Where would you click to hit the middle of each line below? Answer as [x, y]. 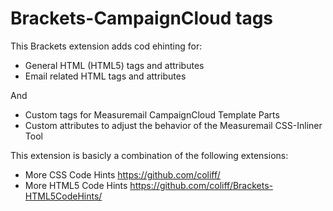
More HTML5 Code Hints [76, 185]
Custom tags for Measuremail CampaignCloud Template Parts [152, 114]
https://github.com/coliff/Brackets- [201, 185]
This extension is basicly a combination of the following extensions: [149, 155]
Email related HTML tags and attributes [105, 76]
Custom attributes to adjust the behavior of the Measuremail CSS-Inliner [173, 125]
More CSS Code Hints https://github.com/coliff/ [122, 174]
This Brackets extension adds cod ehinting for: [106, 46]
